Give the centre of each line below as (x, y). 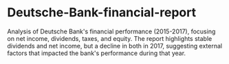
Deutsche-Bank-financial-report (102, 13)
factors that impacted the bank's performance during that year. (97, 53)
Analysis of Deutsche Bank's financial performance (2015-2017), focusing (111, 31)
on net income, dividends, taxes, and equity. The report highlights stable (110, 38)
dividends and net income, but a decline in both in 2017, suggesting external (115, 46)
